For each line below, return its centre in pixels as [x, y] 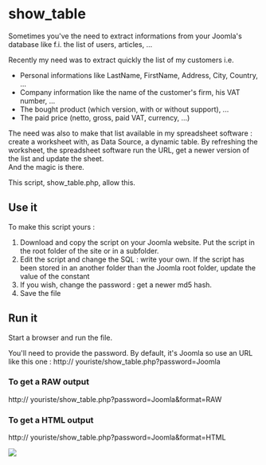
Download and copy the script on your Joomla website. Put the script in [137, 242]
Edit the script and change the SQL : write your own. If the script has [132, 259]
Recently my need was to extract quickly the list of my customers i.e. [121, 60]
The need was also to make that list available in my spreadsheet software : [130, 133]
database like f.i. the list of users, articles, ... [80, 44]
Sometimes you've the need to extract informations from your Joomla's [125, 36]
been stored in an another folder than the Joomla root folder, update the [138, 267]
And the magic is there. [47, 167]
